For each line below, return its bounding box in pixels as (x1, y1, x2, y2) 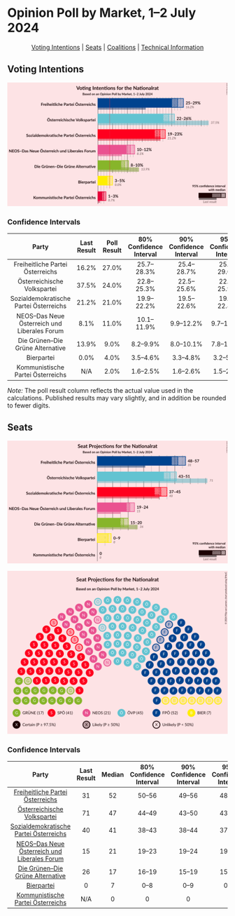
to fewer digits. (7, 401, 50, 410)
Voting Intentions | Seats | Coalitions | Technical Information (31, 43, 204, 51)
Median (101, 770, 124, 779)
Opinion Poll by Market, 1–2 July (7, 5, 197, 21)
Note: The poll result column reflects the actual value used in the (7, 386, 194, 394)
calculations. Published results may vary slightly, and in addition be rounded (7, 393, 227, 402)
